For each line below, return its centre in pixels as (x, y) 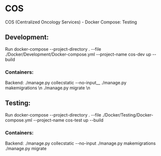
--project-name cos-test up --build (68, 120)
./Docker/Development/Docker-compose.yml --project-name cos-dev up (78, 54)
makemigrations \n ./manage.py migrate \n (48, 88)
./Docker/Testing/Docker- (128, 115)
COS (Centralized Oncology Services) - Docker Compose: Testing (71, 22)
